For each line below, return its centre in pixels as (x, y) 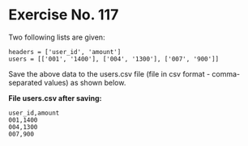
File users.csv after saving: (56, 98)
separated (26, 82)
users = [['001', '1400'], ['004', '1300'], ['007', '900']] (114, 59)
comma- (226, 73)
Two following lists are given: (57, 37)
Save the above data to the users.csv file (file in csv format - (109, 73)
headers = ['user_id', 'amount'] (65, 52)
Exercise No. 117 (64, 15)
